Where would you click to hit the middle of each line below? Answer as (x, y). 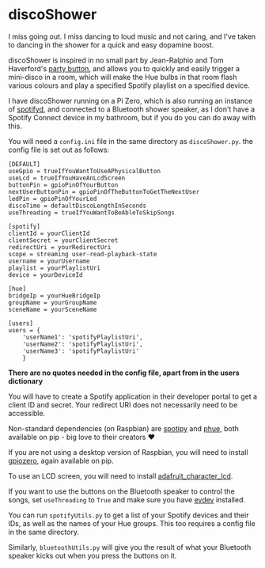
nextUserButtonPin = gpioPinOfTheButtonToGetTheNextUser (104, 191)
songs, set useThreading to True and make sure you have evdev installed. (127, 499)
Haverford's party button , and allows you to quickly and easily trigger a (124, 68)
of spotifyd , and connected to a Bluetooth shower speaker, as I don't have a (132, 109)
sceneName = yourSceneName (53, 309)
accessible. (27, 413)
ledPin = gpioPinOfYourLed (53, 199)
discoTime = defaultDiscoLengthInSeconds (78, 206)
